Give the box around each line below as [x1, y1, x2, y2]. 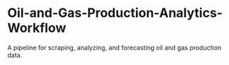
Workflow [7, 20, 67, 36]
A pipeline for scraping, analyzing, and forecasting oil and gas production [7, 43, 222, 52]
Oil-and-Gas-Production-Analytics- [7, 5, 223, 21]
